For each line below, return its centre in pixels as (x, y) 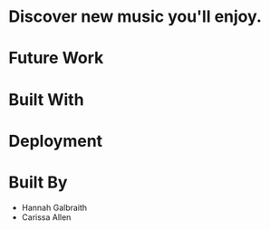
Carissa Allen (46, 217)
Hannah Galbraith (54, 207)
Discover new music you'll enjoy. (135, 17)
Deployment (56, 141)
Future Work (56, 58)
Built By (38, 182)
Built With (46, 99)
